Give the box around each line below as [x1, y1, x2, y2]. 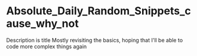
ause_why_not [6, 17, 79, 30]
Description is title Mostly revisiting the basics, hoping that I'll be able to [6, 36, 183, 43]
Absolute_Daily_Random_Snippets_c [6, 4, 191, 18]
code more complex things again [6, 43, 87, 50]
